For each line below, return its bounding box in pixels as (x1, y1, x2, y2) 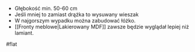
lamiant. (14, 29, 34, 36)
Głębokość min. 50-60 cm (14, 5, 78, 12)
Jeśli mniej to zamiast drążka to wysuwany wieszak (14, 11, 139, 18)
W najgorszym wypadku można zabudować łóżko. (14, 17, 136, 24)
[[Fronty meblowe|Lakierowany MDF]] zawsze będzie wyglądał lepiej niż (14, 23, 189, 30)
